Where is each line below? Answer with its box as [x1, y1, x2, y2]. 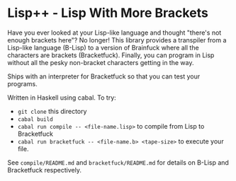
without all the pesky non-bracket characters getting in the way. [7, 58, 194, 66]
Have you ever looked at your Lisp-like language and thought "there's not [7, 28, 222, 37]
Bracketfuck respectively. [7, 165, 82, 174]
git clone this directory [17, 107, 87, 115]
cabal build [17, 115, 53, 123]
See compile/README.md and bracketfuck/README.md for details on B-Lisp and [7, 158, 229, 167]
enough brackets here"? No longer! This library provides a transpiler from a [7, 35, 227, 44]
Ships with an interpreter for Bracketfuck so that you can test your [7, 72, 201, 81]
